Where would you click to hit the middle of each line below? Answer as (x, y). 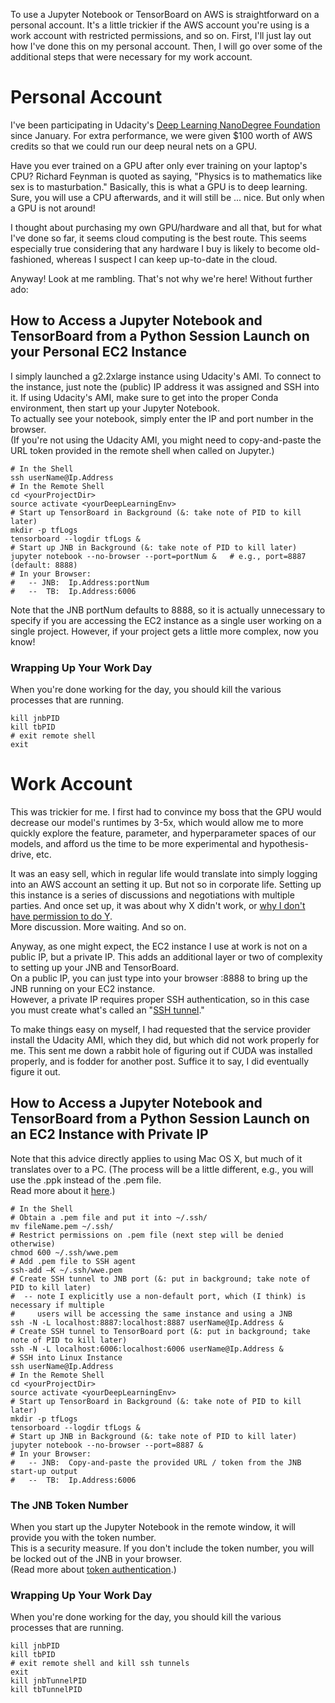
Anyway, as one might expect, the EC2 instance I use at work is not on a (159, 946)
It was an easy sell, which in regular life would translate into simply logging (164, 873)
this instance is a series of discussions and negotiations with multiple (152, 895)
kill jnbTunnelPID (48, 1681)
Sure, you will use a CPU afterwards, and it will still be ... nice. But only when (167, 197)
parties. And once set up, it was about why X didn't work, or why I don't (158, 905)
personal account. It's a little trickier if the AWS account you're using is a (160, 25)
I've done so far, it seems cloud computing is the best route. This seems (158, 238)
